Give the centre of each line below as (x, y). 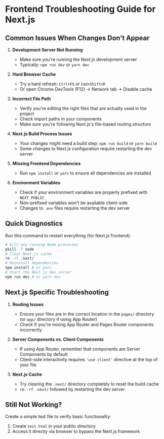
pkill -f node (20, 249)
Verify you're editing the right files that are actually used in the (83, 108)
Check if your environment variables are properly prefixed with (83, 192)
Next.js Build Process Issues (42, 134)
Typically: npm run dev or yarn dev (54, 65)
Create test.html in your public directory (54, 426)
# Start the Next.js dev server (38, 273)
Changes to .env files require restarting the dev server (75, 208)
